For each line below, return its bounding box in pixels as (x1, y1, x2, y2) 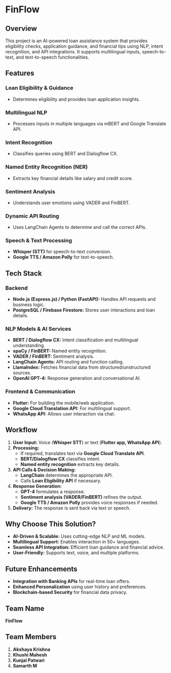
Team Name (5, 604, 45, 613)
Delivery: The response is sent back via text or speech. (12, 505, 131, 511)
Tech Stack (5, 269, 42, 278)
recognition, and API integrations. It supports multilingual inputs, (5, 49, 141, 54)
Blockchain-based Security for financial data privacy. (12, 589, 127, 595)
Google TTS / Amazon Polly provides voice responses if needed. (20, 499, 159, 505)
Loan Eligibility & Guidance (5, 84, 73, 92)
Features (5, 69, 34, 78)
